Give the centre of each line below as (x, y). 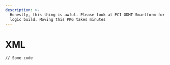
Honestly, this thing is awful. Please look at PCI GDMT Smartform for (88, 15)
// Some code (19, 58)
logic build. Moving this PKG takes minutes (58, 19)
